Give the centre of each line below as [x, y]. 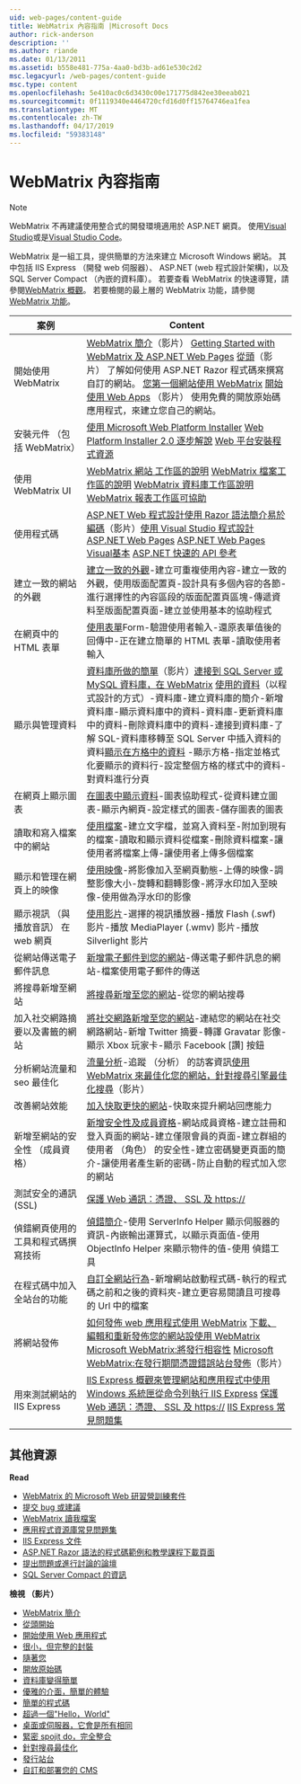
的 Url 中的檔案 [118, 1306]
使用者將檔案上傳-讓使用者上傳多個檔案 [170, 853]
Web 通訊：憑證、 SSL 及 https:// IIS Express [181, 1407]
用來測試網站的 [46, 1394]
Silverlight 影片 [118, 940]
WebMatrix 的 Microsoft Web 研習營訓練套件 [104, 1496]
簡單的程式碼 [46, 1702]
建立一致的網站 [46, 583]
